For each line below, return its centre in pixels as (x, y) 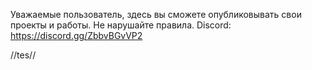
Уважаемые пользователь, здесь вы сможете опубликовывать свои (156, 14)
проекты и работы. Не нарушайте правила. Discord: (121, 25)
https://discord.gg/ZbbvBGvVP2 (76, 35)
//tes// (23, 55)
